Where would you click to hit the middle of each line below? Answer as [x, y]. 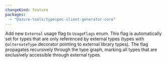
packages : [16, 15]
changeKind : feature [27, 10]
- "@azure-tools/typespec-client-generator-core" [63, 19]
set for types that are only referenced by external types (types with [75, 39]
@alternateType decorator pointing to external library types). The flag [77, 44]
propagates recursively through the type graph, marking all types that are [81, 50]
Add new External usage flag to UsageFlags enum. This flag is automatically [83, 34]
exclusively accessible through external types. [53, 55]
